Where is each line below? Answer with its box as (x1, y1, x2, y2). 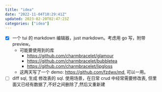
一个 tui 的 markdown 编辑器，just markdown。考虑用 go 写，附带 (12, 35, 146, 41)
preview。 (12, 41, 33, 47)
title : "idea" (5, 7, 34, 12)
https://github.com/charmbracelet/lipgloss (27, 63, 113, 69)
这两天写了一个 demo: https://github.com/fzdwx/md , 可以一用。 (19, 69, 149, 75)
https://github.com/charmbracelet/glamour (27, 53, 114, 59)
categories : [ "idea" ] (5, 21, 50, 26)
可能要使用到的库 (19, 47, 54, 53)
